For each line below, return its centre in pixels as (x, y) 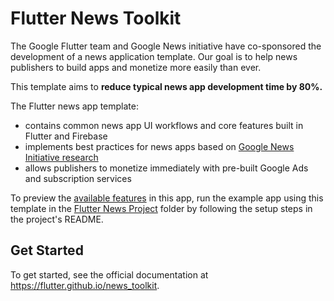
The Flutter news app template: (74, 106)
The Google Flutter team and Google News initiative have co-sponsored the (166, 46)
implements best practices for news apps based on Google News (159, 146)
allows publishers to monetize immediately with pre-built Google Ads (166, 168)
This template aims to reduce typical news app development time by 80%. (166, 86)
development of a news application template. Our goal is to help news (154, 56)
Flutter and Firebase (66, 136)
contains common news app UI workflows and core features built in (164, 125)
